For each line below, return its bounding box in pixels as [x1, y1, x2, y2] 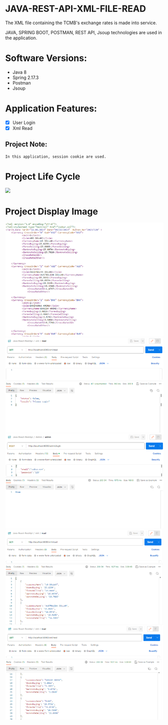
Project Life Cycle [5, 171, 80, 182]
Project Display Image [5, 206, 98, 217]
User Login [12, 119, 36, 125]
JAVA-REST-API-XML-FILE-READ [5, 3, 146, 15]
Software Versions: [5, 52, 87, 64]
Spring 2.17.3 [12, 74, 39, 81]
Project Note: [5, 140, 48, 149]
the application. [5, 35, 38, 41]
